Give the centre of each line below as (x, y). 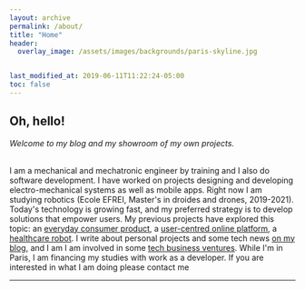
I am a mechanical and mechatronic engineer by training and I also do (140, 170)
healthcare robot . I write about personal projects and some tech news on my (152, 238)
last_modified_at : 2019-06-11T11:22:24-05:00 (97, 76)
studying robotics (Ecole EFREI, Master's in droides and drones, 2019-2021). (152, 199)
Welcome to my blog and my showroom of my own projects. (122, 143)
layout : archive (40, 18)
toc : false (30, 85)
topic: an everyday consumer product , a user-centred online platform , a (143, 228)
